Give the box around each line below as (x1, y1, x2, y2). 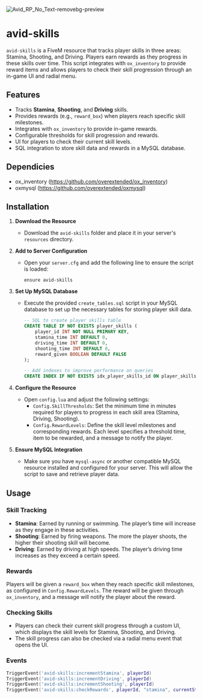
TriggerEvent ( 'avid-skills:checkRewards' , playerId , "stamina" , (6, 687, 171, 693)
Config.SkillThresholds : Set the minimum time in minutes (32, 402, 176, 410)
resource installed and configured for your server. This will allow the (23, 464, 193, 472)
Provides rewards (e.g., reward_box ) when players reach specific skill (14, 112, 185, 119)
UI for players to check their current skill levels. (14, 138, 132, 145)
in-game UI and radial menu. (6, 72, 77, 80)
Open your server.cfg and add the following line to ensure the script (23, 259, 194, 267)
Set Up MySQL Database (14, 288, 78, 295)
